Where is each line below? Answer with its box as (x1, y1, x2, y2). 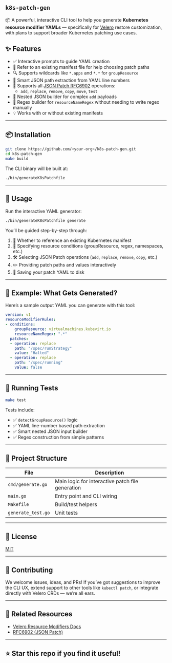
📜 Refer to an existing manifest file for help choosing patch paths (12, 64, 150, 70)
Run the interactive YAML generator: (5, 208, 82, 214)
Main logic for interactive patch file (54, 478, 139, 485)
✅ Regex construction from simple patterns (12, 434, 104, 440)
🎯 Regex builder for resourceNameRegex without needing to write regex (12, 99, 160, 105)
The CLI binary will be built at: (5, 165, 68, 172)
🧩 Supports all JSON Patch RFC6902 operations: (12, 82, 116, 89)
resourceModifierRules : (5, 317, 56, 323)
